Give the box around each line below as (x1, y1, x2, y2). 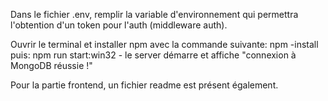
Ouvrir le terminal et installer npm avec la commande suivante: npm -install (10, 39, 319, 50)
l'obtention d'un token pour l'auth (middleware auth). (10, 19, 228, 31)
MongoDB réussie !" (10, 60, 93, 71)
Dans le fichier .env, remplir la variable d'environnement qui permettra (10, 9, 299, 20)
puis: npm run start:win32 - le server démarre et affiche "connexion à (10, 49, 297, 61)
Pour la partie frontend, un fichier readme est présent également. (10, 79, 279, 91)
